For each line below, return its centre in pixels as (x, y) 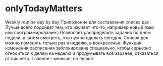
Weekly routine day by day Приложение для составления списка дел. (78, 22)
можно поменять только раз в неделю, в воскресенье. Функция (73, 43)
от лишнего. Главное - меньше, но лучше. (50, 58)
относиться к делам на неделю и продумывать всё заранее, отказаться (82, 53)
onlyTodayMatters (44, 9)
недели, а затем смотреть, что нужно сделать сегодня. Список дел (77, 38)
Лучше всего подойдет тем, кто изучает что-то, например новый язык (80, 27)
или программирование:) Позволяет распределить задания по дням (78, 32)
